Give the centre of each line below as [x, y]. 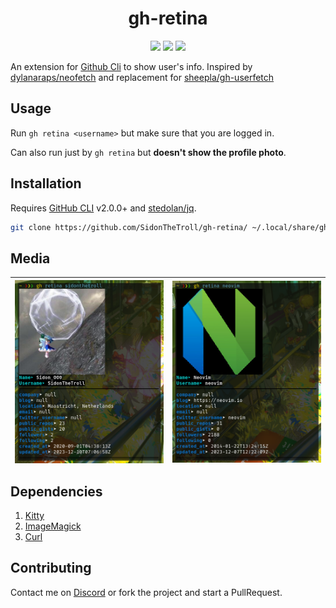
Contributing [51, 568]
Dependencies [56, 491]
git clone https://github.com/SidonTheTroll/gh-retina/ [129, 227]
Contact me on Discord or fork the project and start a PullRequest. [146, 592]
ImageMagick [53, 526]
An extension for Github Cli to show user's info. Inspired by [131, 66]
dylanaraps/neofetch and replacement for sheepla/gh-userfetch [142, 77]
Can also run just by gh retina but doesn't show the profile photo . [148, 152]
